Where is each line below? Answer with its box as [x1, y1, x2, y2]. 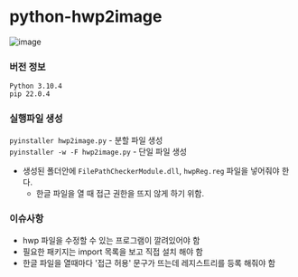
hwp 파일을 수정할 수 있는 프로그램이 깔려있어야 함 [22, 234, 200, 245]
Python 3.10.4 [9, 81, 63, 91]
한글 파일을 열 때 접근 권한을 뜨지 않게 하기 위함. [35, 187, 205, 198]
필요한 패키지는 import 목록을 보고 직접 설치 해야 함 [22, 246, 203, 257]
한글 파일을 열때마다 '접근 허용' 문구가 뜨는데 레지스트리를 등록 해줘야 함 [22, 257, 275, 268]
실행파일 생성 [9, 112, 63, 125]
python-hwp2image [9, 6, 163, 27]
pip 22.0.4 [9, 90, 51, 99]
